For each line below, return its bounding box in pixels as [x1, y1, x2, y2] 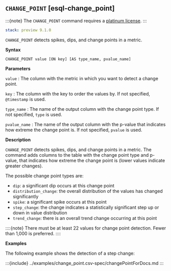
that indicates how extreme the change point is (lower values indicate [19, 157, 165, 163]
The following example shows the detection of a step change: [5, 250, 135, 256]
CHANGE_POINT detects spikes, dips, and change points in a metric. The [5, 146, 152, 153]
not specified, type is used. [5, 111, 62, 117]
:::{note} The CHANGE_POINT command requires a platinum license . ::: [5, 17, 147, 23]
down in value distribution [12, 209, 67, 216]
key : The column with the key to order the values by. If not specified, [5, 90, 151, 96]
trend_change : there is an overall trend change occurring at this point [12, 215, 157, 221]
